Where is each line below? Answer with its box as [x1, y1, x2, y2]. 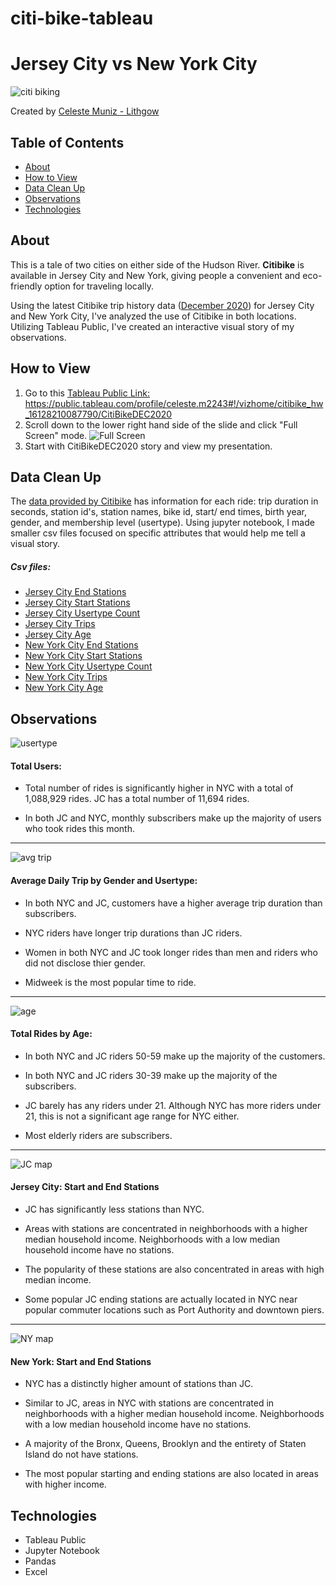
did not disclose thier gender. [24, 957, 146, 969]
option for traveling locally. [44, 280, 154, 292]
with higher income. [24, 1478, 107, 1491]
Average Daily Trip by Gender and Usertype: [10, 874, 198, 886]
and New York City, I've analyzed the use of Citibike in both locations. [10, 310, 297, 322]
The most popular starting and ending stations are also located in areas [24, 1468, 319, 1480]
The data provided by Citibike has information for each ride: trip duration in [10, 495, 319, 507]
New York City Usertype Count [24, 660, 153, 672]
